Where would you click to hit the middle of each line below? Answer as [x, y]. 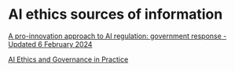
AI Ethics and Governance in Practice [68, 59]
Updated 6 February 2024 [50, 44]
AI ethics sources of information [116, 14]
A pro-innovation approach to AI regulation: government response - [117, 36]
